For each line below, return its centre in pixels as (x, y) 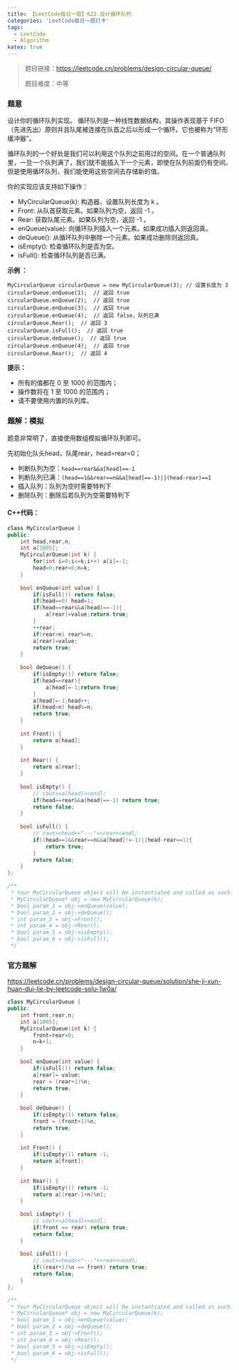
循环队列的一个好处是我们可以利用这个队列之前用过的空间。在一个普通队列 (116, 153)
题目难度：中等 (47, 83)
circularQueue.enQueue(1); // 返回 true (69, 293)
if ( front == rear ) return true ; (81, 1227)
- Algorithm (32, 41)
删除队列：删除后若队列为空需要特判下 (74, 495)
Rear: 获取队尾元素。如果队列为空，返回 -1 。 (84, 220)
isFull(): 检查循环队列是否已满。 (64, 255)
